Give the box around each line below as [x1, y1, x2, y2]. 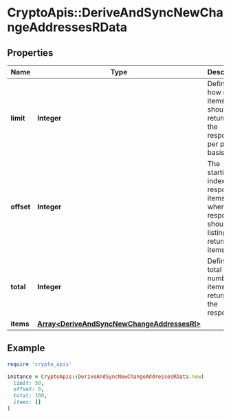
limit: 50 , [13, 379, 45, 386]
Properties [7, 47, 54, 59]
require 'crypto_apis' [7, 360, 72, 368]
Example [7, 342, 45, 354]
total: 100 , [13, 393, 48, 399]
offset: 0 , [13, 386, 45, 393]
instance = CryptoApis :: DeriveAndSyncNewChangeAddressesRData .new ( [7, 373, 205, 380]
